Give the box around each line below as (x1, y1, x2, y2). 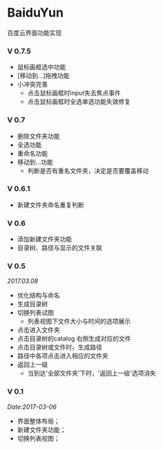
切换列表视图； (17, 434, 60, 442)
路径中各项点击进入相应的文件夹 (17, 351, 108, 360)
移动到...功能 (17, 158, 53, 166)
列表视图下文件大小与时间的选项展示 (27, 317, 131, 326)
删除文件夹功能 (17, 131, 60, 140)
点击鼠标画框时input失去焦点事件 (27, 89, 121, 98)
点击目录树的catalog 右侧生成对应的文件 (17, 334, 131, 343)
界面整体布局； (17, 416, 60, 425)
